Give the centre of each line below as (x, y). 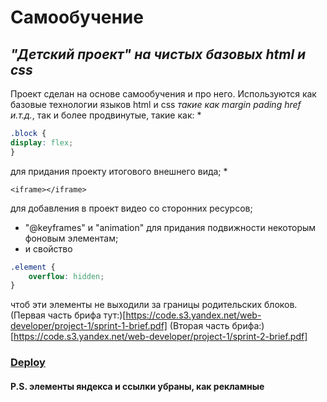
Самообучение (77, 17)
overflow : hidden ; (66, 276)
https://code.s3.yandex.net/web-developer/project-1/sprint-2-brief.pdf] (160, 337)
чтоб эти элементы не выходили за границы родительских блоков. (154, 305)
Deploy (28, 363)
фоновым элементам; (71, 238)
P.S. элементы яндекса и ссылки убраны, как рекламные (137, 386)
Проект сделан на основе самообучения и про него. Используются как (163, 94)
